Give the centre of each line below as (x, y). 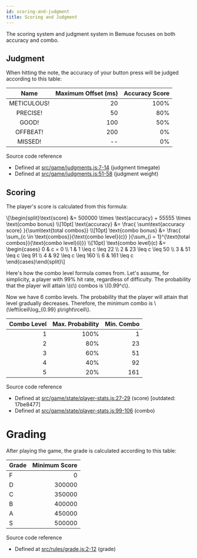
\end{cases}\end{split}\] (36, 262)
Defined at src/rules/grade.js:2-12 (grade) (65, 549)
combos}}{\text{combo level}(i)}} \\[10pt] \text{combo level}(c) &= (86, 243)
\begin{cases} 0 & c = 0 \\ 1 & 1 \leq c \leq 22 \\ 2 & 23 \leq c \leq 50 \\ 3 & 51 (98, 249)
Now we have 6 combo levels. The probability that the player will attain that (97, 297)
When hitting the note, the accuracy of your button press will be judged (93, 73)
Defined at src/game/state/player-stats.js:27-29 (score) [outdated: (95, 398)
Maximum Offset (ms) (86, 94)
